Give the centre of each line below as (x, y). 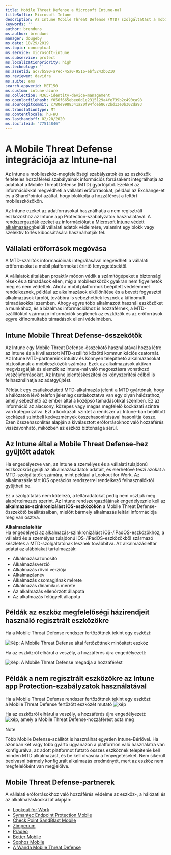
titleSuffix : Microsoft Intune (38, 15)
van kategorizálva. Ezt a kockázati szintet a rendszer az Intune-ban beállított (85, 412)
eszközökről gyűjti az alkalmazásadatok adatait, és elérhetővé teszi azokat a (85, 470)
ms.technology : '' (25, 67)
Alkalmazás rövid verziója (39, 569)
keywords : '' (19, 24)
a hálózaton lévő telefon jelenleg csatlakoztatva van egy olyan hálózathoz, (83, 395)
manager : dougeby (24, 39)
